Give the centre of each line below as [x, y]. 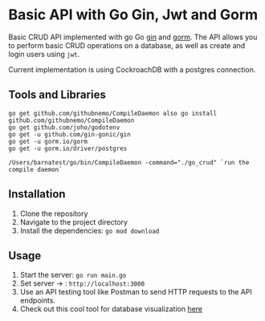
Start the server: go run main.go [73, 275]
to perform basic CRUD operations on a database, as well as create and [127, 45]
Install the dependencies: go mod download [90, 230]
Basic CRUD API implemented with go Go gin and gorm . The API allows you [133, 37]
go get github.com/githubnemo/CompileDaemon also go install [113, 113]
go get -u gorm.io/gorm [48, 141]
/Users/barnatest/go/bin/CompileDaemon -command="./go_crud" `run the [129, 162]
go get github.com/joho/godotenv [64, 127]
